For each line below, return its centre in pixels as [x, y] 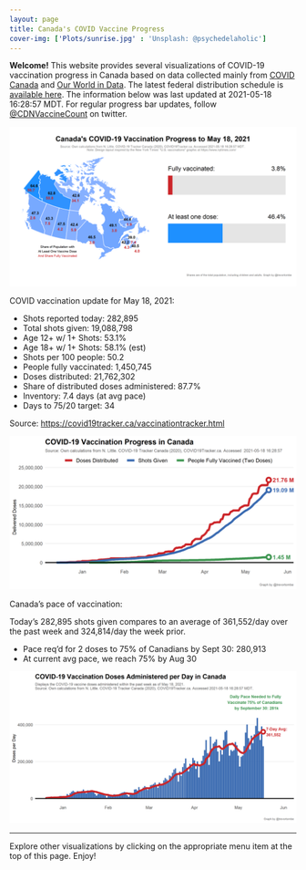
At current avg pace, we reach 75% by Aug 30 [110, 658]
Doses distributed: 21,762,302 [79, 376]
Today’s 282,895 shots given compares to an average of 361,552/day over [149, 621]
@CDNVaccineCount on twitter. [68, 114]
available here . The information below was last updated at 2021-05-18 [141, 95]
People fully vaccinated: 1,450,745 [87, 367]
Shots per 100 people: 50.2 [73, 357]
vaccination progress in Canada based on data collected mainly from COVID [152, 75]
